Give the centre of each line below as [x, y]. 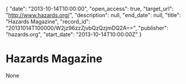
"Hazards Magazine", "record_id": [48, 21]
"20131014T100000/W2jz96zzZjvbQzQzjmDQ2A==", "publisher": [87, 28]
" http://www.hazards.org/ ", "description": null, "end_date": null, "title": [93, 15]
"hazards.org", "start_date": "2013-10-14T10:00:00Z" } [74, 34]
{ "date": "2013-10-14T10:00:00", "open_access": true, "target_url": [90, 9]
